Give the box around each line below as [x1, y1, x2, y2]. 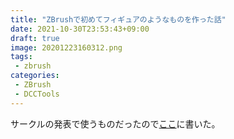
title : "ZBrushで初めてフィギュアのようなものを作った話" [10, 14, 227, 25]
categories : [10, 71, 60, 81]
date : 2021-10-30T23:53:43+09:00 [10, 24, 150, 34]
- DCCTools [14, 89, 60, 99]
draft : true [10, 33, 60, 43]
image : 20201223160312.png [10, 42, 123, 53]
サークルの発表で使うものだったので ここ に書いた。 [10, 117, 221, 130]
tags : [10, 52, 33, 62]
